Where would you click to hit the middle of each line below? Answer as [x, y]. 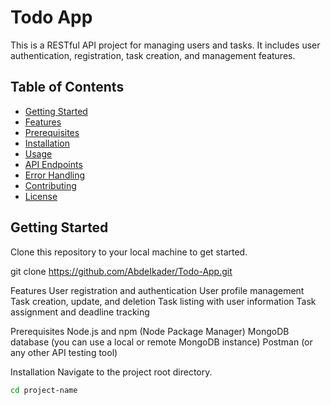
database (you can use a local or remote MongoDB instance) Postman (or [161, 342]
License [41, 196]
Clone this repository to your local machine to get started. [129, 252]
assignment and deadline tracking [80, 312]
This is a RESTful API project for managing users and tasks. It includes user [165, 45]
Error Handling [55, 175]
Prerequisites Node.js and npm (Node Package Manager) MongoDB [150, 331]
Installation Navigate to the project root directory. [111, 372]
